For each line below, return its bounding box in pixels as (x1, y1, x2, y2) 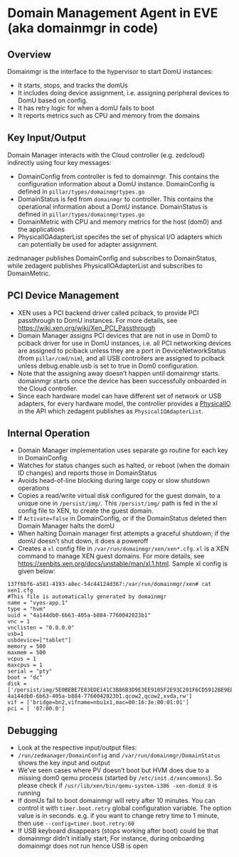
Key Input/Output (7, 132, 87, 144)
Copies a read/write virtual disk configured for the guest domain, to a (17, 491, 221, 500)
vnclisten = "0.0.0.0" (7, 624, 75, 632)
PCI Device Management (7, 289, 119, 302)
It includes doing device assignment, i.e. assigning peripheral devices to (17, 89, 230, 97)
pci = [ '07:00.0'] (7, 706, 65, 713)
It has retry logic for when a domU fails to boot (17, 104, 155, 112)
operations (17, 484, 50, 492)
